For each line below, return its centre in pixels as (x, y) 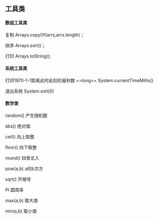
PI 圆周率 (14, 190)
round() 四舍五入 (22, 158)
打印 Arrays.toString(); (28, 56)
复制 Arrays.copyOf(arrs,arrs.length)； (45, 34)
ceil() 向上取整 (20, 137)
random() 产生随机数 (26, 115)
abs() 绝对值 (18, 126)
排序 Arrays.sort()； (25, 45)
